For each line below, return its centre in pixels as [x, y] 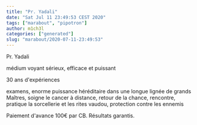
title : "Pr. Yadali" [32, 12]
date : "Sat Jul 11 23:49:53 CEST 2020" [56, 17]
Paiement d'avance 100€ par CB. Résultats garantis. [71, 115]
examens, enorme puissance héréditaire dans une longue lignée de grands [99, 91]
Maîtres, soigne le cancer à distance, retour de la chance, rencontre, [91, 97]
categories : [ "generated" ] [40, 34]
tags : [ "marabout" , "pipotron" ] [47, 23]
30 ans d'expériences [33, 80]
